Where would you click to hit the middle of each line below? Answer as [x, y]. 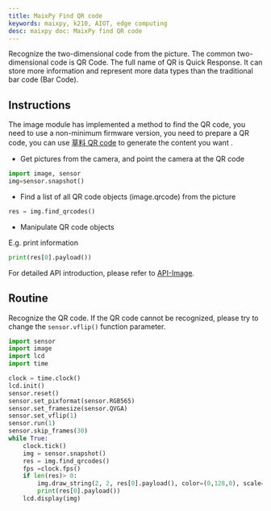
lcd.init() [27, 386]
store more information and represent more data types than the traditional [131, 71]
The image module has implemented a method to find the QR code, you [127, 125]
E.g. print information [44, 243]
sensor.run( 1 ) [32, 424]
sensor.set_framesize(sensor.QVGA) [68, 408]
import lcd [27, 357]
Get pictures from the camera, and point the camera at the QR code [132, 159]
